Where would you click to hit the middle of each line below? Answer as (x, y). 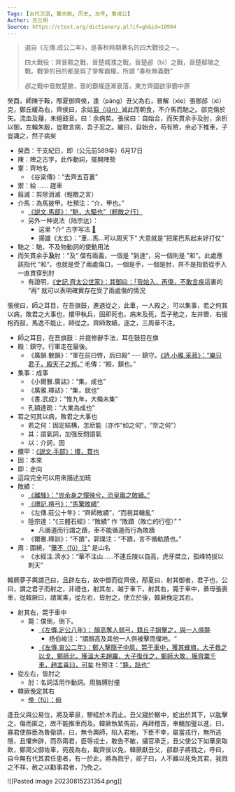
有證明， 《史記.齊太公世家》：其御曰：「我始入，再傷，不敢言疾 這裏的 (125, 282)
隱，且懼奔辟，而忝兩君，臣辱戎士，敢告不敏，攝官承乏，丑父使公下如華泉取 (117, 741)
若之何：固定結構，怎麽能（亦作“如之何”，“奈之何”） (104, 425)
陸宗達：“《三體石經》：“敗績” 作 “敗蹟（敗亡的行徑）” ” (105, 521)
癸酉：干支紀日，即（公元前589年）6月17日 (80, 150)
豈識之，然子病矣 (32, 136)
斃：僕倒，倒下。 (52, 621)
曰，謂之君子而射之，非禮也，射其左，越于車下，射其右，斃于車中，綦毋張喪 (117, 589)
